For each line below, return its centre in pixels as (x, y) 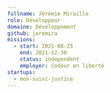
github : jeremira (32, 33)
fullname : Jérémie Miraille (48, 14)
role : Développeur (34, 20)
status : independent (50, 59)
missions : (22, 40)
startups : (22, 72)
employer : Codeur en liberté (62, 66)
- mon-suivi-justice (43, 79)
